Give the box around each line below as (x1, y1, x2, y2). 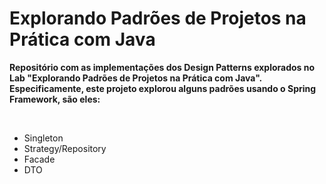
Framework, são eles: (9, 93, 101, 105)
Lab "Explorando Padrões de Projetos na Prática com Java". (9, 72, 262, 84)
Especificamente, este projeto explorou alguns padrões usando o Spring (9, 82, 317, 94)
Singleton (23, 132, 64, 144)
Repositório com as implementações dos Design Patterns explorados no (9, 61, 316, 73)
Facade (23, 153, 56, 165)
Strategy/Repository (23, 142, 107, 154)
